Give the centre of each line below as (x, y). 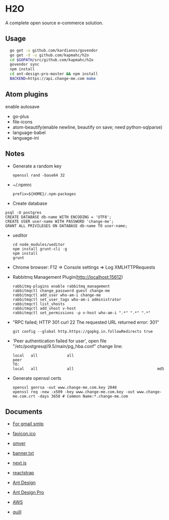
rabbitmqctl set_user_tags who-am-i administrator (67, 299)
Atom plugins (27, 94)
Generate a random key (37, 166)
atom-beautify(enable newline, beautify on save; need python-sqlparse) (88, 127)
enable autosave (22, 106)
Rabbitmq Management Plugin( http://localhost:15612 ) (68, 277)
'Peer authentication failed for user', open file (60, 341)
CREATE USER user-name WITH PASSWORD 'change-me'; (60, 221)
